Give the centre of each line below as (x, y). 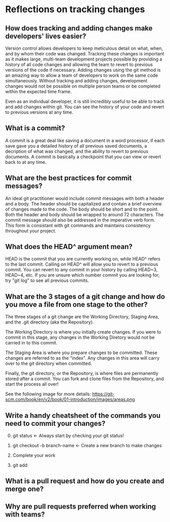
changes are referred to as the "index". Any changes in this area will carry (82, 358)
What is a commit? (35, 128)
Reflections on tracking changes (75, 9)
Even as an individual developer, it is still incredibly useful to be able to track (85, 101)
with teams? (25, 514)
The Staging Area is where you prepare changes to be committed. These (81, 353)
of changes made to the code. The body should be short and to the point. (82, 209)
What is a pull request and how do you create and (85, 481)
